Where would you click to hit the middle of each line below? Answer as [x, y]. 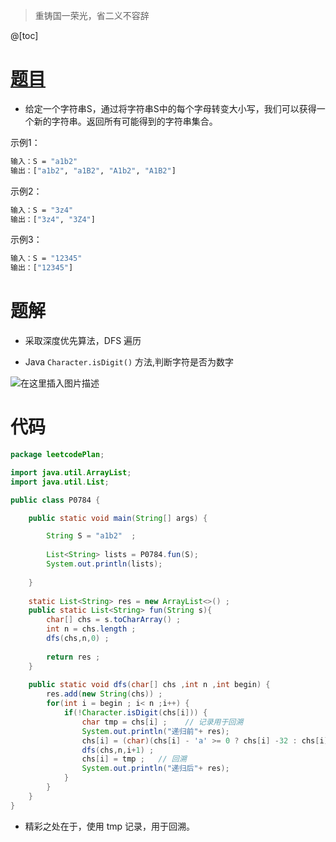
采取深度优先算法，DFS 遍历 [83, 341]
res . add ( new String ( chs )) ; [104, 694]
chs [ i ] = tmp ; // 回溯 [134, 759]
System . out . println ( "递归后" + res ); [155, 769]
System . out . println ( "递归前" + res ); [155, 731]
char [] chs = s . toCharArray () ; [114, 620]
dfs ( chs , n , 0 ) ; [78, 639]
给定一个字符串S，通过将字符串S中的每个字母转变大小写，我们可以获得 [170, 108]
